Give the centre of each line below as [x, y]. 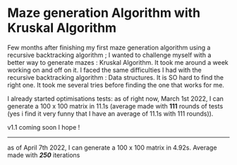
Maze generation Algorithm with [104, 13]
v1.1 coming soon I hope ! [44, 127]
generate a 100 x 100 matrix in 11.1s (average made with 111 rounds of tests [115, 106]
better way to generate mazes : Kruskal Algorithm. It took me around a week [118, 62]
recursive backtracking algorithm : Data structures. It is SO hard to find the [116, 77]
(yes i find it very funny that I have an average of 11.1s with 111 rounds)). [110, 114]
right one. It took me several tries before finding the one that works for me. [116, 85]
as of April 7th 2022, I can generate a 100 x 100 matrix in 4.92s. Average [112, 147]
